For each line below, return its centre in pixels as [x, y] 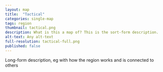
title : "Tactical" [25, 14]
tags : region [18, 23]
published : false [23, 46]
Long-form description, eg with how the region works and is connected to [80, 60]
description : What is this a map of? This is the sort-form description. [82, 32]
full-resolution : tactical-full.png [42, 42]
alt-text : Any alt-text [29, 37]
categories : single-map [29, 19]
